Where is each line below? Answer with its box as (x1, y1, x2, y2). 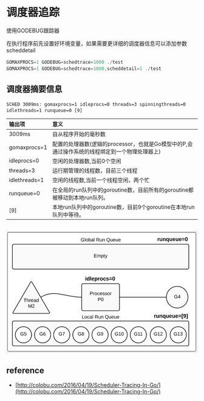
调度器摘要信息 (6, 84, 63, 94)
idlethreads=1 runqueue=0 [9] (6, 107, 83, 113)
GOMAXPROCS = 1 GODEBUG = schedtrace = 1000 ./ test (6, 59, 123, 65)
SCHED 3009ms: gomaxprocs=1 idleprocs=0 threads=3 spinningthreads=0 (6, 101, 186, 107)
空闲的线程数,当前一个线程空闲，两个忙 (52, 176, 150, 184)
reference (6, 365, 44, 375)
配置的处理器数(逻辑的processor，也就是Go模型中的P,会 (52, 140, 193, 147)
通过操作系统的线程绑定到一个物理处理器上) (52, 147, 161, 155)
